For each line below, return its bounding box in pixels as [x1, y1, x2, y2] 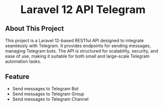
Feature [5, 73, 30, 81]
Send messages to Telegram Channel [12, 96, 89, 102]
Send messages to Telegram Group [12, 91, 84, 97]
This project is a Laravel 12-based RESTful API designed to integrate [5, 37, 144, 43]
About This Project [5, 25, 64, 33]
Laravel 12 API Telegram [20, 2, 146, 16]
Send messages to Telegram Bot [12, 85, 79, 91]
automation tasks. [5, 58, 41, 64]
